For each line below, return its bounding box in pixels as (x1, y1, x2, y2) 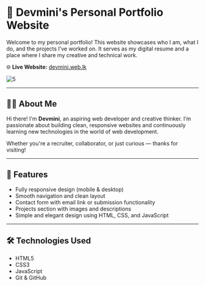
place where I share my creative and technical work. (6, 51, 138, 58)
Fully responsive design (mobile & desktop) (15, 186, 124, 193)
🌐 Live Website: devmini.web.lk (6, 63, 87, 71)
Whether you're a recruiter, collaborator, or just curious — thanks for (6, 139, 178, 147)
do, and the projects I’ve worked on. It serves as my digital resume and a (6, 45, 189, 52)
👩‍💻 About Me (6, 99, 57, 109)
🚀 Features (6, 170, 48, 180)
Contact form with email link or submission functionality (15, 198, 156, 206)
